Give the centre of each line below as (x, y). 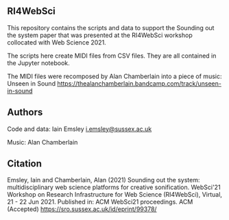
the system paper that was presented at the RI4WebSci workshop (100, 35)
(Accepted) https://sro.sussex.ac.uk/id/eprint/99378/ (82, 209)
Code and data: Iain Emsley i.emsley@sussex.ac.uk (80, 129)
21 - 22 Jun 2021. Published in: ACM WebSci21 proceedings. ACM (100, 202)
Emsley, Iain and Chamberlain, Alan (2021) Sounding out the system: (104, 180)
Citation (25, 164)
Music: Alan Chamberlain (43, 142)
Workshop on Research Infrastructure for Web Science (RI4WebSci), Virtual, (115, 195)
